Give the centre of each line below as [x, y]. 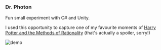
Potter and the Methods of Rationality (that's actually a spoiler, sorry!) [78, 33]
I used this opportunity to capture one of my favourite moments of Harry [80, 27]
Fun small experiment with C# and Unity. [48, 18]
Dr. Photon [18, 7]
